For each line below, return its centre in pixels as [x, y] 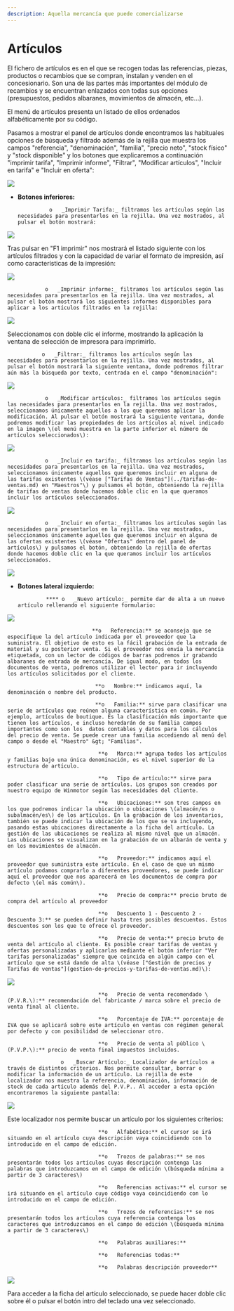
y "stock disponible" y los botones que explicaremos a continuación [105, 155]
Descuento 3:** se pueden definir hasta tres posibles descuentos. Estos [117, 919]
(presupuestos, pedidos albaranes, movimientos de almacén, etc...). [105, 98]
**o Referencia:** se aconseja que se [152, 631]
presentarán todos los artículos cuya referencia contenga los [102, 1218]
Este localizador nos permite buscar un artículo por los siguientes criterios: [116, 1119]
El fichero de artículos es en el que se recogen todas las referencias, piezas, [117, 68]
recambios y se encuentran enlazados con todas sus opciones [97, 90]
